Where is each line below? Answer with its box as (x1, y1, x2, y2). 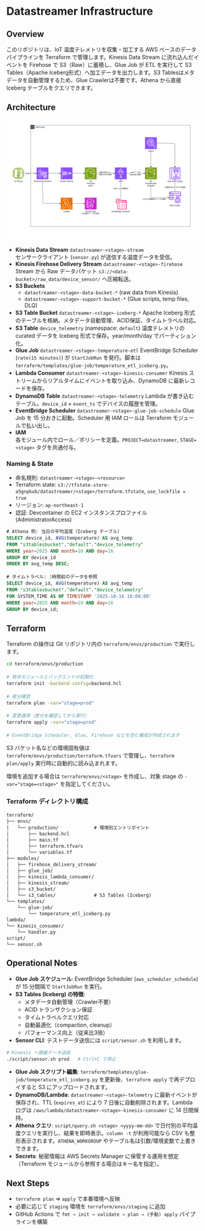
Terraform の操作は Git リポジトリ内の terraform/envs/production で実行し (6, 640, 195, 648)
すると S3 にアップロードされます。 (20, 1083, 111, 1090)
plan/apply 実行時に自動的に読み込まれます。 (6, 759, 121, 767)
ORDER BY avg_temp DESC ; (6, 561, 70, 567)
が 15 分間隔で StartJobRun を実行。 (15, 982, 106, 990)
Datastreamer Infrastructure (6, 4, 154, 18)
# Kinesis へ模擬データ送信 (6, 1049, 70, 1055)
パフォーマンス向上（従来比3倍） (24, 1028, 108, 1036)
